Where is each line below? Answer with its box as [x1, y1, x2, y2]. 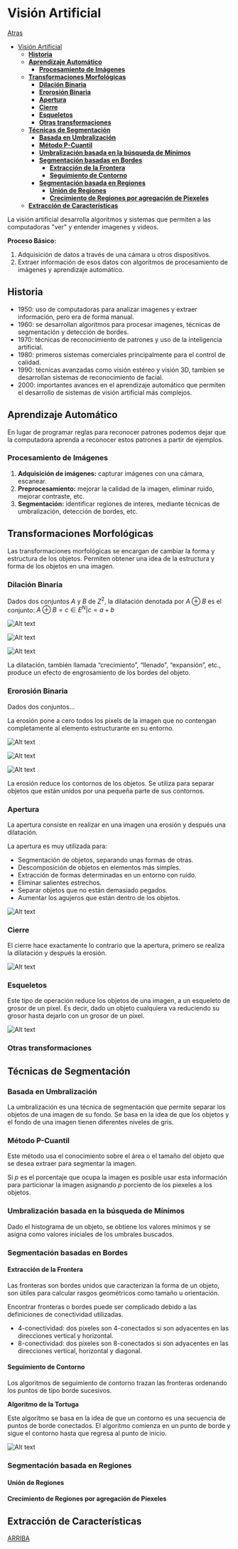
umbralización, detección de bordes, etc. [17, 507, 139, 516]
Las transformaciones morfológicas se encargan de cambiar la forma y [7, 546, 215, 555]
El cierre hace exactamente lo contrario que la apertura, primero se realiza [7, 942, 225, 950]
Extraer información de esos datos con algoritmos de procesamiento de [17, 258, 229, 266]
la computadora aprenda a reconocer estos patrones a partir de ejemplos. [7, 435, 224, 444]
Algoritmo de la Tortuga [7, 1400, 80, 1408]
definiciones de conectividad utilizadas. [7, 1310, 124, 1318]
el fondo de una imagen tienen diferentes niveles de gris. [7, 1118, 174, 1127]
